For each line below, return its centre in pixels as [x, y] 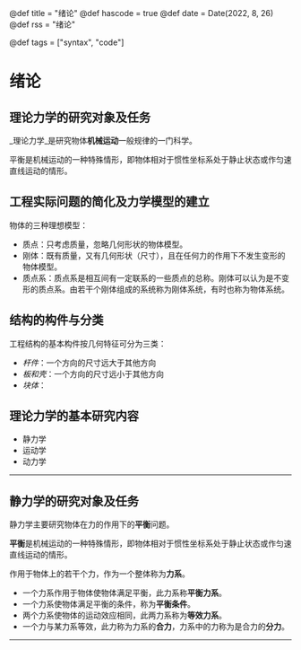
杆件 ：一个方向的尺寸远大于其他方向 [89, 363]
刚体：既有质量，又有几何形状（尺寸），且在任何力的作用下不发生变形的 [154, 255]
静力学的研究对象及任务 [74, 501]
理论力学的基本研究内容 [74, 416]
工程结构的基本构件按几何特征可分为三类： [88, 343]
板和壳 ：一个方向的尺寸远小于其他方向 [93, 373]
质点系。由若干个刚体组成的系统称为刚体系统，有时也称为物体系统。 [163, 289]
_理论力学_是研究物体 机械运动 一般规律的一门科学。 [103, 141]
